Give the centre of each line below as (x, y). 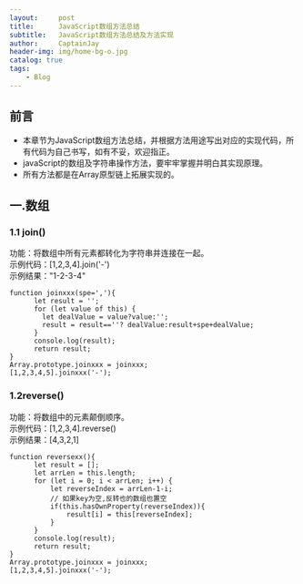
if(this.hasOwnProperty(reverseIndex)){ (127, 507)
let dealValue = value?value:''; (106, 317)
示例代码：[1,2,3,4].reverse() (63, 428)
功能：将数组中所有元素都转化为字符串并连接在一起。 (109, 253)
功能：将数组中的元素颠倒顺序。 (69, 416)
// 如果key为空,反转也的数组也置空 (108, 498)
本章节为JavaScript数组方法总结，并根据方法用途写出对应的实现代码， (154, 140)
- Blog (38, 77)
